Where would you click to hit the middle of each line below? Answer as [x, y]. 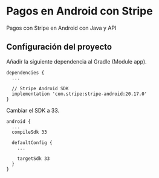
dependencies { [25, 73]
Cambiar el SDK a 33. [33, 110]
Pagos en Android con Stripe [79, 11]
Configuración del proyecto [59, 47]
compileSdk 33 [29, 132]
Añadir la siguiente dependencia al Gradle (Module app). [76, 61]
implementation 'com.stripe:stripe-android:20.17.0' [79, 94]
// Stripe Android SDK [40, 88]
